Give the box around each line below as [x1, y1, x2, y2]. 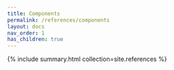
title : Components [7, 10, 60, 17]
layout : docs [7, 23, 45, 30]
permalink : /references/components [7, 17, 110, 24]
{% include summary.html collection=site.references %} [7, 55, 168, 63]
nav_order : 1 [7, 29, 45, 37]
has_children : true [7, 36, 64, 43]
